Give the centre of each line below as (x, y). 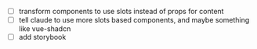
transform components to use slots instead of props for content (121, 11)
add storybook (42, 37)
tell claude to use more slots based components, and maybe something (134, 20)
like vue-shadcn (45, 29)
